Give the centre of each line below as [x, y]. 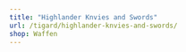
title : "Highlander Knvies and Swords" [84, 17]
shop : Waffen [34, 33]
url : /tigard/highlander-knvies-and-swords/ [93, 26]
